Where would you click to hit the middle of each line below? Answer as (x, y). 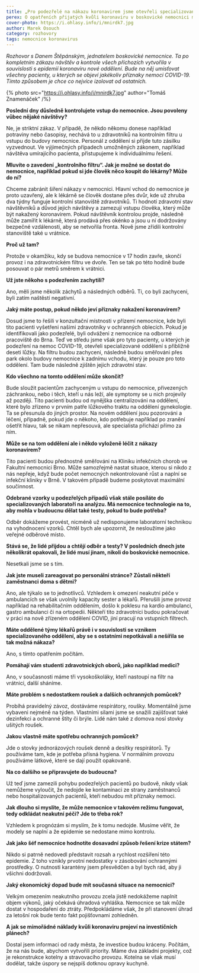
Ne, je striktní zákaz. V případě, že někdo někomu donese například (89, 128)
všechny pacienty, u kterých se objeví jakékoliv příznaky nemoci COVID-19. (98, 75)
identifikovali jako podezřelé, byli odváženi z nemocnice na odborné (89, 333)
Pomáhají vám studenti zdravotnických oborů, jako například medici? (93, 665)
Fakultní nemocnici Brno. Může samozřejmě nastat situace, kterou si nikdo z (99, 468)
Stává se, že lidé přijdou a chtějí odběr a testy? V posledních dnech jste (96, 546)
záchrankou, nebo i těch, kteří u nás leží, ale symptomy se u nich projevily (96, 394)
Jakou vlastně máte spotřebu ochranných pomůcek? (73, 736)
